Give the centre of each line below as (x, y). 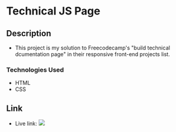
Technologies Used (35, 69)
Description (29, 33)
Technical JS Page (53, 11)
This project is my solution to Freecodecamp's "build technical (93, 48)
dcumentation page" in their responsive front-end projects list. (93, 54)
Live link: (26, 124)
